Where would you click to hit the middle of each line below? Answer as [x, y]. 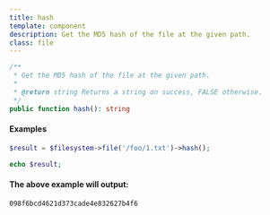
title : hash [31, 17]
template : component [48, 26]
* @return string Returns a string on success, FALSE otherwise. [138, 92]
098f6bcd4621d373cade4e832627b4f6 [74, 203]
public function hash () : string [70, 108]
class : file [31, 43]
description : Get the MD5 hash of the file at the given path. [130, 34]
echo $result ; [36, 164]
